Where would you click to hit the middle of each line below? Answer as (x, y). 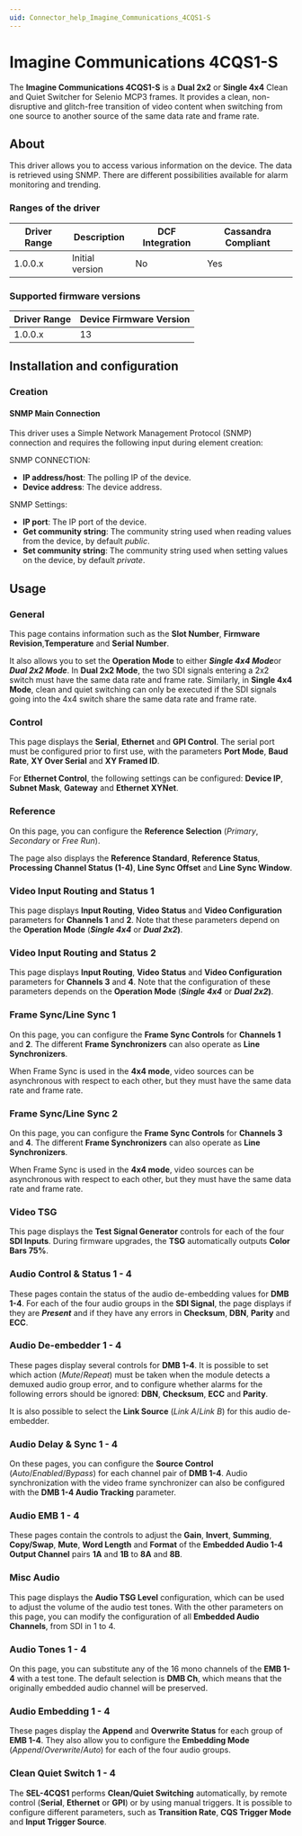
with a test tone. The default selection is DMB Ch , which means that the (149, 1679)
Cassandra (247, 231)
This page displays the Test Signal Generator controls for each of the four (147, 1231)
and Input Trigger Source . (58, 1822)
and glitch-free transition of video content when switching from (165, 106)
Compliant (248, 242)
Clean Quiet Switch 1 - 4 (63, 1773)
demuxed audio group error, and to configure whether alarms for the (136, 1384)
